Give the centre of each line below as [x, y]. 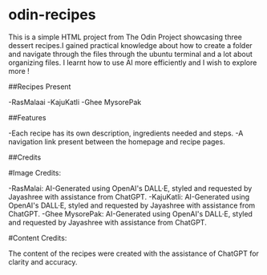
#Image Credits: [35, 172]
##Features [27, 117]
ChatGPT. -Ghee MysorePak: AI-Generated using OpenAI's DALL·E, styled [130, 213]
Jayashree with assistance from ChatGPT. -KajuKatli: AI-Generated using [129, 196]
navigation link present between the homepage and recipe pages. [117, 141]
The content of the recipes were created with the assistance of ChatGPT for [133, 253]
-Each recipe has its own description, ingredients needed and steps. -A [126, 133]
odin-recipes [52, 15]
